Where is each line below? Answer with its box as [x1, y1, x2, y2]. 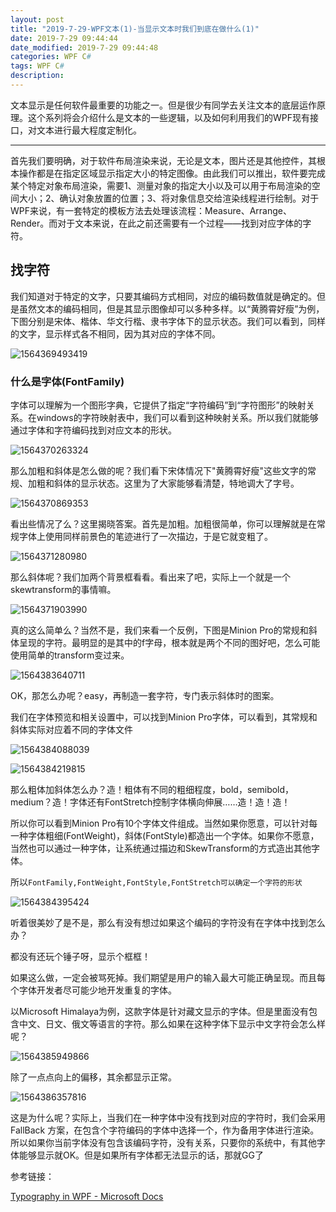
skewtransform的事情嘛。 [10, 583, 117, 595]
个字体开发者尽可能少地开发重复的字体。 [10, 984, 177, 996]
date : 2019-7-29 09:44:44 [10, 33, 118, 43]
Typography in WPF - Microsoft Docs [10, 1190, 164, 1202]
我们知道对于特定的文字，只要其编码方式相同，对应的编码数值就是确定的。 [10, 290, 317, 302]
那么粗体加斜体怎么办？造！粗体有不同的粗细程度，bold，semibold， [10, 783, 295, 795]
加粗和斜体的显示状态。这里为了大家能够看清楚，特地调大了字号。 [27, 477, 300, 489]
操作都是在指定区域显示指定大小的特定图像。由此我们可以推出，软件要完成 [18, 167, 326, 179]
